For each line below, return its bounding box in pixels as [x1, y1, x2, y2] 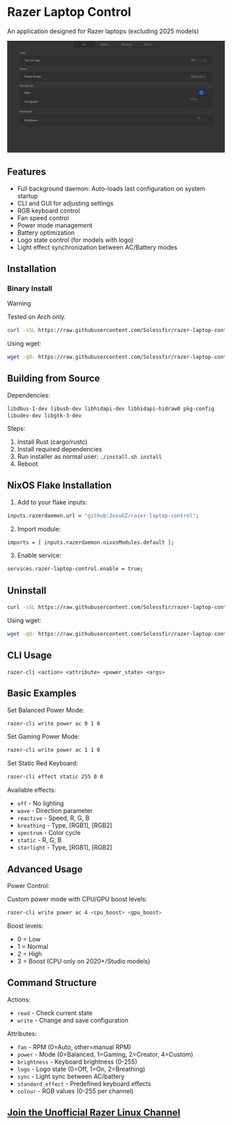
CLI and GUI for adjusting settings [17, 199, 114, 207]
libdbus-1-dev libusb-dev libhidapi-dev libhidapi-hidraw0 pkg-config [7, 405, 215, 412]
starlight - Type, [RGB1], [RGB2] [17, 843, 113, 852]
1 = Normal [17, 942, 48, 950]
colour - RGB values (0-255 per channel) [17, 1086, 134, 1095]
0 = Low [17, 935, 41, 943]
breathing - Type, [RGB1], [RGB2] [17, 821, 113, 830]
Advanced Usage [7, 863, 83, 875]
